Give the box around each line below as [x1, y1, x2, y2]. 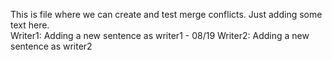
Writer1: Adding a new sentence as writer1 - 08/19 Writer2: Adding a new [10, 30, 310, 41]
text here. [10, 19, 50, 31]
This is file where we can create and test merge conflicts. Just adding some [10, 9, 323, 20]
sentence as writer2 [10, 40, 93, 52]
